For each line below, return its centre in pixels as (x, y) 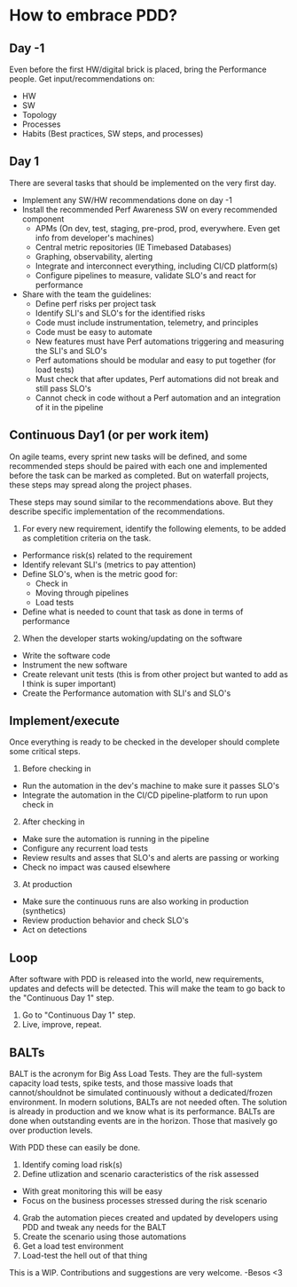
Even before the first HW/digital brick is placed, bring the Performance (138, 69)
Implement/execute (64, 721)
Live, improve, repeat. (62, 1025)
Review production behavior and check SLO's (105, 920)
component (43, 219)
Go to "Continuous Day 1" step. (78, 1015)
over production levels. (51, 1130)
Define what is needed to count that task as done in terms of (133, 612)
